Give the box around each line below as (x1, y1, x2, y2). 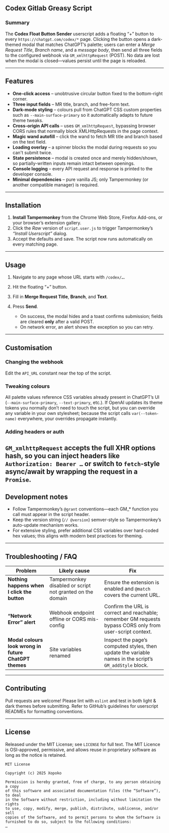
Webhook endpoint (49, 609, 95, 616)
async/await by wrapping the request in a (5, 468, 138, 476)
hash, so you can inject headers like (5, 452, 120, 460)
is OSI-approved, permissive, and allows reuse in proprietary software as (5, 747, 156, 753)
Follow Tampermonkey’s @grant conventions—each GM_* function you (12, 506, 158, 512)
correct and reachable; (104, 609, 158, 616)
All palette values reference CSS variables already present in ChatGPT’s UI (5, 394, 160, 400)
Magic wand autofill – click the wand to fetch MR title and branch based (12, 133, 162, 140)
